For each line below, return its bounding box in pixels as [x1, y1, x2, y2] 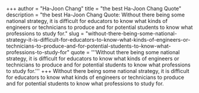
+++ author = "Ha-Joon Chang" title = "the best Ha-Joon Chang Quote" [6, 5, 182, 12]
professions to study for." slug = [6, 30, 85, 37]
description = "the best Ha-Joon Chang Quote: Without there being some [6, 11, 185, 18]
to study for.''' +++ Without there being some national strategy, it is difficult [6, 68, 190, 74]
